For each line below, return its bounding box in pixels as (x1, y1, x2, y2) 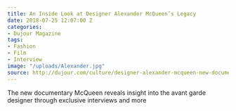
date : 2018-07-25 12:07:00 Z (7, 17, 93, 24)
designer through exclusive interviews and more (7, 96, 147, 104)
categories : (7, 23, 42, 30)
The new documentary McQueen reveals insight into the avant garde (7, 89, 206, 97)
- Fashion (7, 43, 37, 50)
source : (7, 69, 30, 76)
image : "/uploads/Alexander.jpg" (7, 63, 105, 70)
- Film (7, 50, 27, 57)
